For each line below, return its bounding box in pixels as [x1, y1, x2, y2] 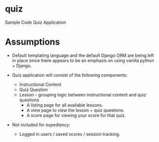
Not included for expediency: [12, 122, 70, 127]
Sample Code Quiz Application [5, 19, 66, 25]
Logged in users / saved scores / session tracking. [19, 131, 120, 137]
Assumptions [5, 36, 60, 47]
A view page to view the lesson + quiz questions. [26, 107, 125, 113]
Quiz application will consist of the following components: [12, 72, 127, 78]
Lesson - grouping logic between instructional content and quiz [19, 92, 146, 97]
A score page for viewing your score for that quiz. [26, 112, 126, 118]
